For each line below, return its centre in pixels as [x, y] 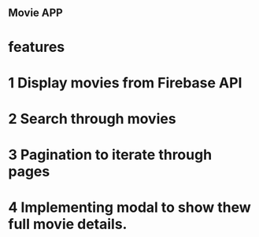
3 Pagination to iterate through [110, 155]
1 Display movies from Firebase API [125, 83]
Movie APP [35, 13]
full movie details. [68, 224]
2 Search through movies [92, 119]
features [37, 47]
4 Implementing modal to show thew [129, 207]
